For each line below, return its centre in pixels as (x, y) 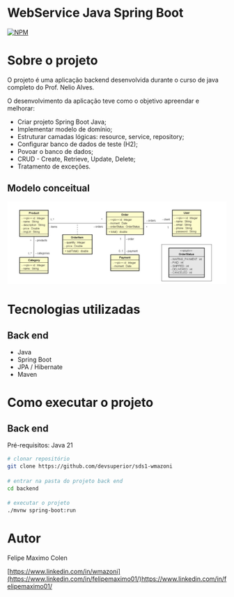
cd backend (23, 488)
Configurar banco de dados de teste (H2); (77, 144)
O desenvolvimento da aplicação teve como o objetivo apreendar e (103, 101)
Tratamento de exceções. (54, 166)
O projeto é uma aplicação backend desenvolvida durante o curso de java (113, 80)
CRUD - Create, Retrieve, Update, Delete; (76, 159)
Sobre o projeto (53, 60)
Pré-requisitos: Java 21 (40, 445)
